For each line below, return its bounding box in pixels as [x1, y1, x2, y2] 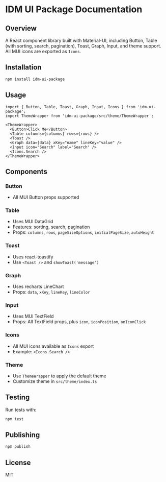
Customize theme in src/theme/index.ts [12, 378, 97, 384]
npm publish [5, 444, 31, 449]
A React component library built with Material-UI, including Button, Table [5, 37, 157, 43]
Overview [5, 24, 37, 33]
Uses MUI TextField [12, 313, 54, 320]
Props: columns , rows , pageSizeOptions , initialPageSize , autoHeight [12, 229, 154, 235]
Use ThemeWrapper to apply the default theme [12, 373, 106, 379]
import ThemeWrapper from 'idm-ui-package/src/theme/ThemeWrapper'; [5, 113, 154, 118]
